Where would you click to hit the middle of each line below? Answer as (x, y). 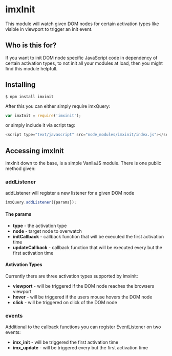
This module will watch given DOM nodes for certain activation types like (82, 24)
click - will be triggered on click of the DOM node (65, 302)
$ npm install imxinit (29, 97)
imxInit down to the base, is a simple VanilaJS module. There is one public (83, 163)
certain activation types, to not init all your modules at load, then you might (84, 63)
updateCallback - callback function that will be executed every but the (88, 247)
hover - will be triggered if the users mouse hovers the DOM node (82, 297)
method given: (20, 168)
